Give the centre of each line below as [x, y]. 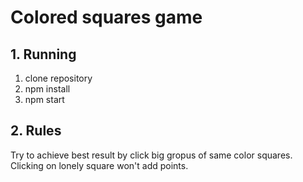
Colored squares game [106, 17]
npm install [47, 89]
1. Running [43, 54]
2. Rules [36, 131]
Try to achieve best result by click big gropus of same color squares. [151, 155]
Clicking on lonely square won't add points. [99, 165]
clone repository [58, 78]
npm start [44, 99]
